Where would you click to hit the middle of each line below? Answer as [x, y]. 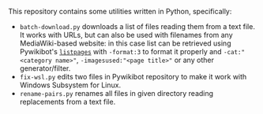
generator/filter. [45, 68]
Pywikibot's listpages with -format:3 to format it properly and [121, 51]
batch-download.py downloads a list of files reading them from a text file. [137, 26]
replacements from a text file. [68, 102]
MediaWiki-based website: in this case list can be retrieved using [125, 43]
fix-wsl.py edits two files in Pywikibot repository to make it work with [133, 77]
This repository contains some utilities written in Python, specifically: [120, 11]
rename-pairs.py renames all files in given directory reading [116, 93]
